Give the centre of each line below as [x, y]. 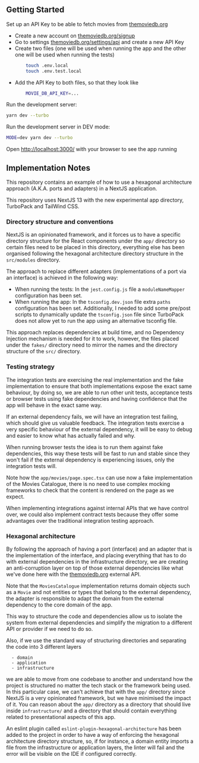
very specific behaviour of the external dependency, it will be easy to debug [99, 429]
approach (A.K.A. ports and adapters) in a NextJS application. [82, 189]
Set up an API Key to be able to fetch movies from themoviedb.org [87, 24]
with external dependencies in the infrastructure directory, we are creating [97, 561]
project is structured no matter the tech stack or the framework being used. [99, 685]
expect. [15, 497]
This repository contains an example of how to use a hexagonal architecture [99, 182]
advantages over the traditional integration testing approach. [80, 520]
